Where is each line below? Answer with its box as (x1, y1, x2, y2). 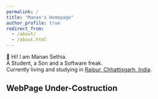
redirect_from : (6, 25, 44, 32)
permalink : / (6, 8, 39, 15)
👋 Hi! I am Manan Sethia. (6, 53, 67, 60)
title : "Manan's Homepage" (6, 14, 74, 20)
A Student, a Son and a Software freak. (6, 59, 103, 67)
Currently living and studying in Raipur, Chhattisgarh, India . (6, 66, 152, 73)
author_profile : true (6, 20, 61, 26)
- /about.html (11, 37, 47, 43)
